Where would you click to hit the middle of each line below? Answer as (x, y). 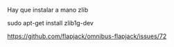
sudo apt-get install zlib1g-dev (50, 23)
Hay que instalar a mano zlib (48, 10)
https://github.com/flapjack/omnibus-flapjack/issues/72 (87, 36)
